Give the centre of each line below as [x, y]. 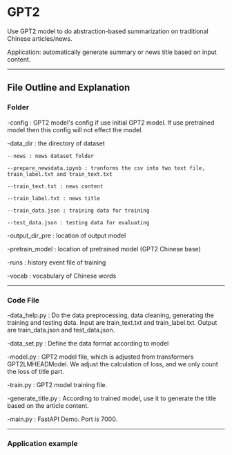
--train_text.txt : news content [55, 186]
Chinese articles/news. [40, 38]
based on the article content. [48, 405]
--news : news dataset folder [51, 156]
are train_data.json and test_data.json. [61, 330]
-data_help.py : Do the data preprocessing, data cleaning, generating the [110, 315]
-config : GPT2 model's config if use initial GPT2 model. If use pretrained [111, 123]
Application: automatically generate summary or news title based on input [112, 52]
